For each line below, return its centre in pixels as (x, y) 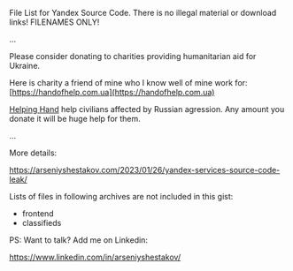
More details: (33, 153)
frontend (38, 214)
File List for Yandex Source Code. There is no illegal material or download (143, 13)
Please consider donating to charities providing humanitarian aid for (133, 56)
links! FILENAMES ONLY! (54, 22)
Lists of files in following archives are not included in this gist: (121, 196)
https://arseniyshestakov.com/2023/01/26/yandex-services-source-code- (145, 170)
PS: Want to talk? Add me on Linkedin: (79, 240)
